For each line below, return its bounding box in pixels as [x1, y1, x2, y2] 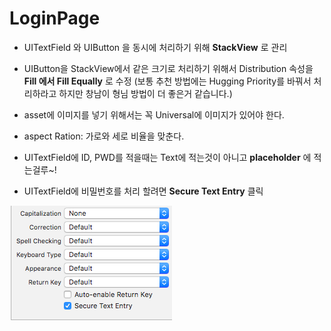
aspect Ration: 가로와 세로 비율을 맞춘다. [23, 130, 185, 142]
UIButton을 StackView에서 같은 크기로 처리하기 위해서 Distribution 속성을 [23, 62, 314, 74]
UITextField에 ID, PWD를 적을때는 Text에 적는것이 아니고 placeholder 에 [23, 151, 312, 163]
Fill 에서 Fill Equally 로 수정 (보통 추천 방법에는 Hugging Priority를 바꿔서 [23, 75, 312, 87]
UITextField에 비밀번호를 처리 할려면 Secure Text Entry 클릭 [23, 185, 264, 197]
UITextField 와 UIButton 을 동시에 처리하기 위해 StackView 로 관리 [23, 41, 288, 53]
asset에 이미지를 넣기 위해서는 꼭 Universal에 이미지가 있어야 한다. [23, 108, 285, 121]
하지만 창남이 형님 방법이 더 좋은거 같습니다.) [58, 87, 233, 99]
